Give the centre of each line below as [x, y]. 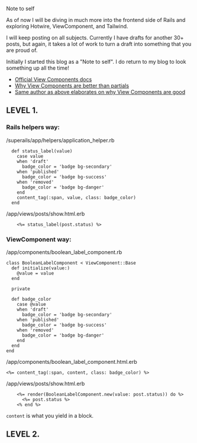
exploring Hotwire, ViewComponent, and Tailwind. [67, 26]
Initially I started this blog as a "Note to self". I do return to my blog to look [96, 62]
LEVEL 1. [22, 111]
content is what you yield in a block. [50, 415]
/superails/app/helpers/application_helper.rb [60, 140]
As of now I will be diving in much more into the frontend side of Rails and [96, 20]
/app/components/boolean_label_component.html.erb [72, 361]
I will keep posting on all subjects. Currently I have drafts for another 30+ [95, 38]
